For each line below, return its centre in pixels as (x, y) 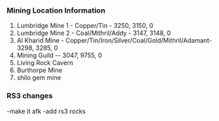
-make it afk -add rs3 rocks (46, 111)
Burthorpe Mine (39, 70)
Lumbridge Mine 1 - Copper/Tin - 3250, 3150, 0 (85, 26)
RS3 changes (30, 96)
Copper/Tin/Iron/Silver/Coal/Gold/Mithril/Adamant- (139, 41)
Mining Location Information (56, 10)
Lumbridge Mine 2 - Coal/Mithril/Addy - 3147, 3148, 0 (94, 33)
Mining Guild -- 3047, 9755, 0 (59, 55)
